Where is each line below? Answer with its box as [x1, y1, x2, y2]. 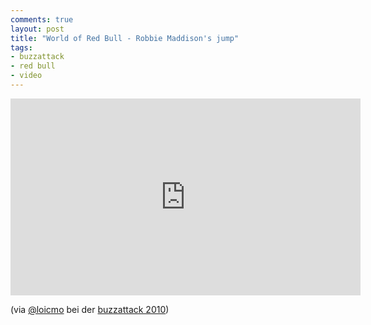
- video [10, 71, 43, 81]
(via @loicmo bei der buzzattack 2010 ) [10, 303, 170, 315]
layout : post [10, 24, 65, 34]
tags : [10, 42, 33, 53]
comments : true [10, 14, 74, 25]
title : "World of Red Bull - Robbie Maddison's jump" [10, 33, 240, 43]
